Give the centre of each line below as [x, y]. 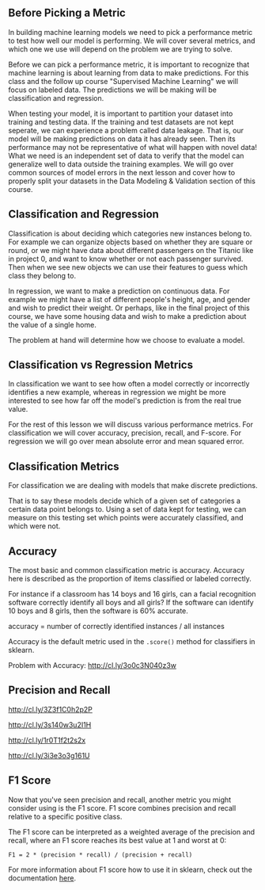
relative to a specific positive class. [65, 816]
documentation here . [42, 878]
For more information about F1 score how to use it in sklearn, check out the [131, 869]
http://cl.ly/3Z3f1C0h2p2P [51, 709]
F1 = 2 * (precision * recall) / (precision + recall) [100, 855]
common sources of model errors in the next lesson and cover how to [122, 172]
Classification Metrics [64, 466]
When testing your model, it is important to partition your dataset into [121, 113]
